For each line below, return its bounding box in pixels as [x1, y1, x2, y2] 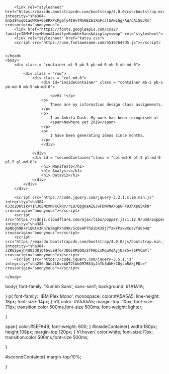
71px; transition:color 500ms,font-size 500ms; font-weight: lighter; [5, 304, 143, 310]
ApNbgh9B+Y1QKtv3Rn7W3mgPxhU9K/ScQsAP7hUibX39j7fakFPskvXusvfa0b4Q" [5, 226, 152, 231]
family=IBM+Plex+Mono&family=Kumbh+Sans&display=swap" [5, 31, 123, 36]
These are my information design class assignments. [50, 102, 163, 107]
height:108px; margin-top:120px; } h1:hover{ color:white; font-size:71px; [5, 329, 153, 335]
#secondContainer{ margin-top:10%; [5, 354, 81, 360]
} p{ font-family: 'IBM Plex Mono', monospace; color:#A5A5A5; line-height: [5, 293, 160, 299]
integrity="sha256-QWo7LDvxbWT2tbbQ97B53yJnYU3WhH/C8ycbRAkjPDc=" [5, 261, 147, 266]
